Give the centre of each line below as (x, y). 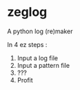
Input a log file (38, 58)
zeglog (27, 12)
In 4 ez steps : (27, 44)
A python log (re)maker (40, 31)
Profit (25, 80)
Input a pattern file (43, 65)
